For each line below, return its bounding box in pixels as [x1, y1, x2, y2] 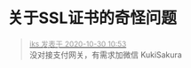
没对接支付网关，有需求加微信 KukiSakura [28, 49, 182, 60]
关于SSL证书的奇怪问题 [7, 8, 178, 28]
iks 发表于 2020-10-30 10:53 [28, 39, 127, 49]
